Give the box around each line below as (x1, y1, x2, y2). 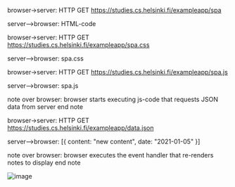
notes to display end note (7, 158, 81, 167)
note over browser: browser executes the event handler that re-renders (7, 151, 214, 159)
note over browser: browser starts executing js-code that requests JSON (7, 95, 218, 103)
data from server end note (7, 103, 83, 111)
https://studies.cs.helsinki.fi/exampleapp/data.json (7, 124, 154, 132)
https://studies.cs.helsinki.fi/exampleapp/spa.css (7, 41, 150, 49)
